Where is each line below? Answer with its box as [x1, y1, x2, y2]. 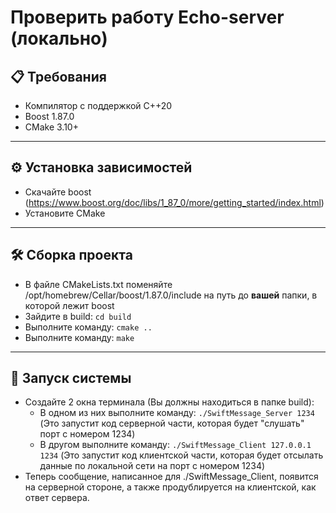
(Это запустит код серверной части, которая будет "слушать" [39, 417, 305, 430]
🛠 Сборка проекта [10, 247, 133, 264]
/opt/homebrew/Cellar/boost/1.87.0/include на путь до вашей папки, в [24, 289, 318, 301]
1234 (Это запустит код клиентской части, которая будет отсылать [39, 449, 324, 461]
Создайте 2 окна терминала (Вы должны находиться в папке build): [24, 396, 315, 408]
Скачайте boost [24, 186, 92, 198]
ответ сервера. [24, 492, 90, 504]
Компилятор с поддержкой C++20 [24, 100, 173, 111]
